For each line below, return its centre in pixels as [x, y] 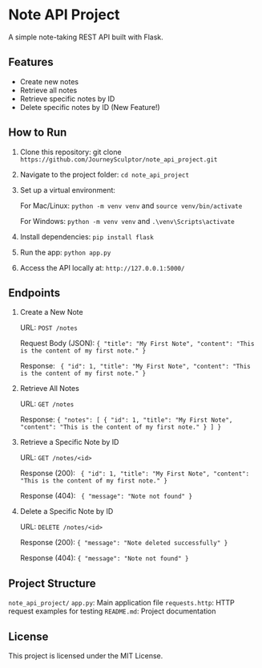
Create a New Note [51, 312]
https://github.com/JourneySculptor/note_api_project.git [119, 159]
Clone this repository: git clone [71, 152]
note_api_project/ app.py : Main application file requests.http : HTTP [121, 603]
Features [31, 62]
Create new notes [49, 81]
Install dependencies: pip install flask [87, 236]
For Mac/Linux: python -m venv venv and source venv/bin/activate [131, 206]
